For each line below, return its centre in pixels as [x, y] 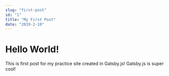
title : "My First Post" [31, 19]
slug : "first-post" [26, 10]
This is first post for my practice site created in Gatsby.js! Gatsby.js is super [84, 64]
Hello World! [32, 49]
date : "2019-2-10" [25, 24]
